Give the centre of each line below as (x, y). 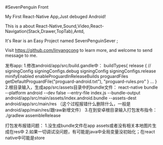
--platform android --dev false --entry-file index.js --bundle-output (73, 93)
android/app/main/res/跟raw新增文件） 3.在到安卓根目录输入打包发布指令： (81, 110)
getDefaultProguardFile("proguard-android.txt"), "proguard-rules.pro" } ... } (81, 81)
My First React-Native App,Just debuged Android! (56, 16)
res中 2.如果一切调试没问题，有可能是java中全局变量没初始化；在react (84, 132)
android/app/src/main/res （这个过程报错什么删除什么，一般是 (68, 104)
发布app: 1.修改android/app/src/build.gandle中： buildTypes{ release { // (78, 65)
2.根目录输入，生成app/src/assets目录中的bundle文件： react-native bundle (81, 87)
